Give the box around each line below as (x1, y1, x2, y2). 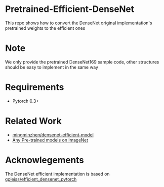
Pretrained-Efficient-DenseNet (5, 3, 134, 15)
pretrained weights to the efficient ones (5, 25, 85, 31)
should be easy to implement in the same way (5, 64, 99, 70)
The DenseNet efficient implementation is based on (5, 171, 110, 177)
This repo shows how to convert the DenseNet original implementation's (5, 20, 152, 26)
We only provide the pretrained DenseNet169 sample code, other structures (5, 59, 160, 65)
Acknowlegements (5, 154, 84, 166)
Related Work (5, 116, 62, 126)
